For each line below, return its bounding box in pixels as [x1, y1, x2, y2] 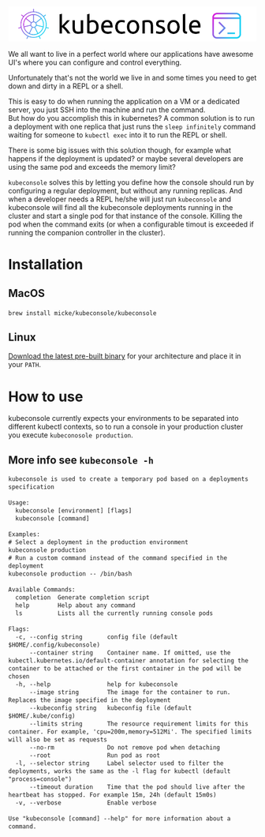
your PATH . [8, 360, 42, 370]
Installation [8, 255, 84, 273]
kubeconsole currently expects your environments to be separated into [8, 414, 239, 423]
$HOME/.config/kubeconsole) [8, 641, 101, 649]
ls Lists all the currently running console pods [15, 610, 214, 617]
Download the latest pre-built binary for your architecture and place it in [8, 351, 242, 361]
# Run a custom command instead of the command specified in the [8, 554, 227, 562]
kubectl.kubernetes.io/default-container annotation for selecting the [8, 657, 248, 665]
